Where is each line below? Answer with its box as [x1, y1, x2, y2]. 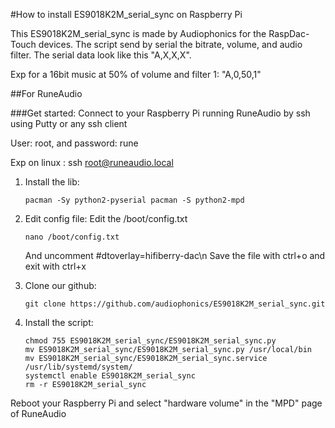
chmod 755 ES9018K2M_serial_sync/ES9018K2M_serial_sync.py [24, 336, 277, 346]
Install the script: [24, 317, 94, 328]
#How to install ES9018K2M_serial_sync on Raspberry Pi [10, 9, 243, 20]
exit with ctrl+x [24, 260, 87, 272]
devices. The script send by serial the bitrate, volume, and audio [38, 39, 303, 50]
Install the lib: [24, 176, 80, 188]
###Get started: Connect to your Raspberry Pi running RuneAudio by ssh [10, 107, 311, 119]
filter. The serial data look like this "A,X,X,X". [10, 49, 192, 61]
